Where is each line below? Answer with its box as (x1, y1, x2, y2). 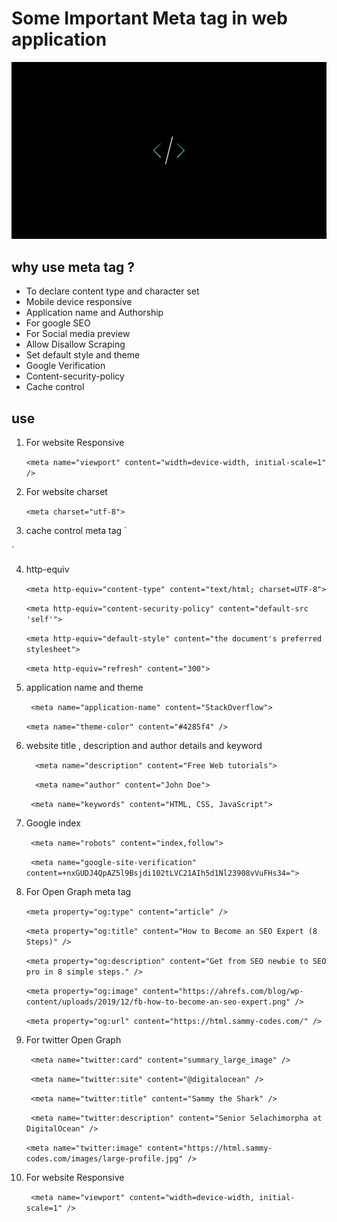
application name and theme (25, 682, 144, 694)
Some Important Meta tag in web (11, 7, 288, 30)
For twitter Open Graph (25, 1034, 122, 1046)
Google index (25, 817, 81, 829)
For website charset (25, 486, 108, 498)
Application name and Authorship (25, 307, 164, 319)
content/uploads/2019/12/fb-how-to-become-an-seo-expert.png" (25, 997, 291, 1007)
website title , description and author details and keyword (25, 740, 263, 752)
